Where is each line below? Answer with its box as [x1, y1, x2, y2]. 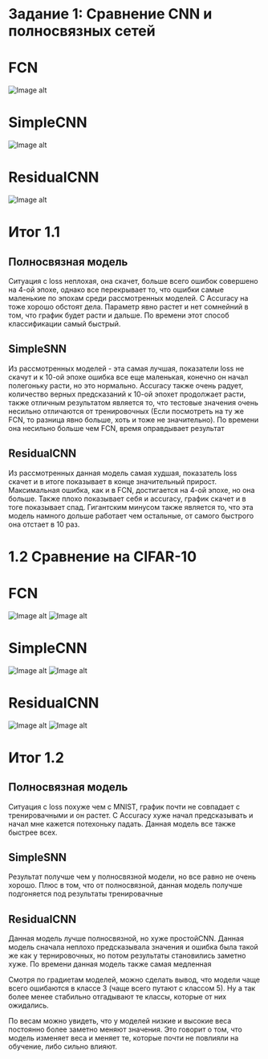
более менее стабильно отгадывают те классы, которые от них [8, 992, 227, 1002]
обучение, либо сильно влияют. [8, 1042, 118, 1052]
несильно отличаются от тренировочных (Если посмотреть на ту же [8, 406, 245, 416]
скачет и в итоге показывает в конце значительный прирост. [8, 476, 217, 486]
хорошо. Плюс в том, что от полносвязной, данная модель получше [8, 880, 243, 890]
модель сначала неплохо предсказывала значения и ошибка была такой [8, 942, 258, 952]
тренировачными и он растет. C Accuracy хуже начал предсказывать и [8, 810, 254, 820]
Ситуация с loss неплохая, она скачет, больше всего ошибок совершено [8, 277, 258, 285]
